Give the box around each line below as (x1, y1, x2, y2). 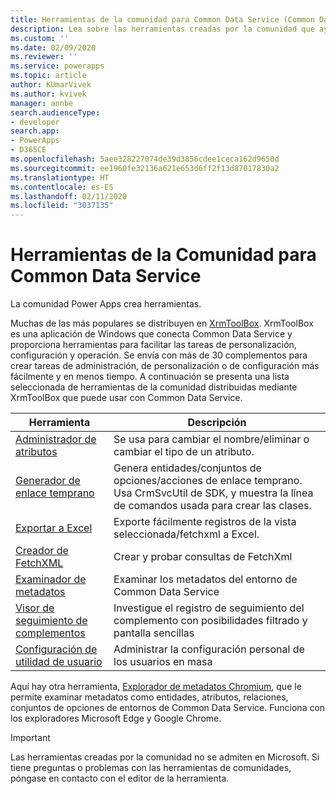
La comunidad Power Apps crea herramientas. (10, 298, 202, 310)
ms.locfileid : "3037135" (10, 201, 114, 211)
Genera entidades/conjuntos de (113, 461, 262, 475)
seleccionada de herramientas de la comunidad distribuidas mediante (10, 381, 298, 393)
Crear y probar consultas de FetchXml (113, 550, 293, 564)
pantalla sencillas (113, 626, 195, 640)
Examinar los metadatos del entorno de (113, 572, 298, 586)
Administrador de (15, 432, 97, 446)
